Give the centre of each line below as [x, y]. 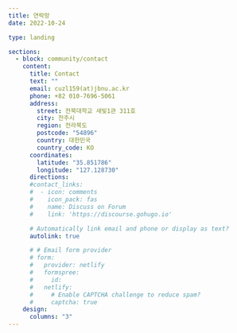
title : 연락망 [29, 15]
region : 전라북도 [62, 126]
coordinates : [51, 155]
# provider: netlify [67, 265]
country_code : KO [65, 148]
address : [44, 103]
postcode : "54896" [67, 133]
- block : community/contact [62, 59]
